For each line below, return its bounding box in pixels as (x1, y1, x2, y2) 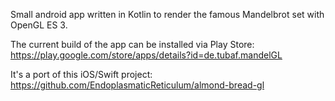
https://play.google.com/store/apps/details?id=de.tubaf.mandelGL (10, 49, 283, 61)
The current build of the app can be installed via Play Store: (10, 39, 255, 50)
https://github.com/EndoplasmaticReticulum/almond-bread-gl (10, 79, 265, 91)
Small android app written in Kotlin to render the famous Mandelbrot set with (10, 9, 325, 20)
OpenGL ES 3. (10, 19, 68, 31)
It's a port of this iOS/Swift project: (10, 69, 153, 80)
